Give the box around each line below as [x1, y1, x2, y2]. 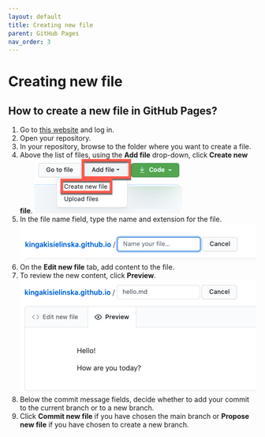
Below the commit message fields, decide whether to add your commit [19, 395, 250, 405]
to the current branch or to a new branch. [19, 403, 155, 413]
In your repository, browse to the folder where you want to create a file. [19, 142, 252, 152]
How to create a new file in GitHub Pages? [8, 104, 218, 118]
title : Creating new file [8, 21, 93, 29]
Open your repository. [19, 134, 91, 143]
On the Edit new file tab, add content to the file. [19, 262, 175, 272]
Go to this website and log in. [19, 125, 114, 134]
